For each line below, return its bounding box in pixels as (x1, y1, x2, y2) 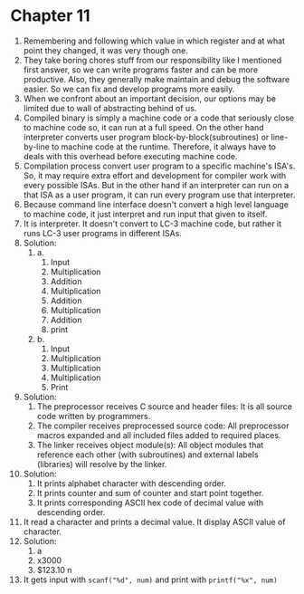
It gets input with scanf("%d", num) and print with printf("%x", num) (23, 574, 279, 585)
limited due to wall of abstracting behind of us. (23, 102, 197, 113)
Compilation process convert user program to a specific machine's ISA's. (23, 160, 296, 171)
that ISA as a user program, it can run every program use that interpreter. (23, 189, 296, 200)
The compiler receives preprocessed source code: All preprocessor (36, 420, 290, 431)
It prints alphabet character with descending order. (36, 477, 227, 489)
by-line (23, 141, 51, 152)
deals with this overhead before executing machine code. (23, 150, 238, 161)
